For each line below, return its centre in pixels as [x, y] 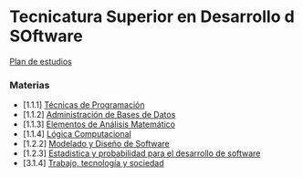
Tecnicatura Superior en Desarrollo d [152, 17]
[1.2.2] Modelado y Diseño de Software [96, 144]
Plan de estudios [41, 61]
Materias [30, 85]
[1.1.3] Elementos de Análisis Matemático [99, 124]
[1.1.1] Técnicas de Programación [84, 105]
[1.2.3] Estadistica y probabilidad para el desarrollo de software [141, 153]
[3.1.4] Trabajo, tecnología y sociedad [93, 163]
